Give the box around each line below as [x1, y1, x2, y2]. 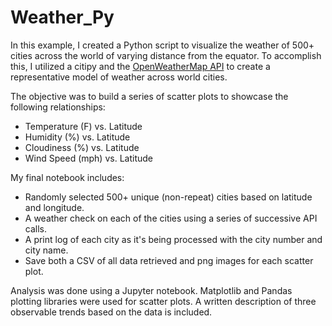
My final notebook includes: [10, 171, 125, 183]
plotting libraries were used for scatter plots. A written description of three [10, 295, 317, 307]
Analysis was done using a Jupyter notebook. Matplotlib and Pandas [10, 284, 293, 296]
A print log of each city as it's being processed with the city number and [24, 233, 323, 245]
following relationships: [10, 101, 106, 113]
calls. [24, 222, 47, 235]
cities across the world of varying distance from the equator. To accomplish [10, 49, 322, 61]
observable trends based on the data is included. [10, 306, 213, 318]
